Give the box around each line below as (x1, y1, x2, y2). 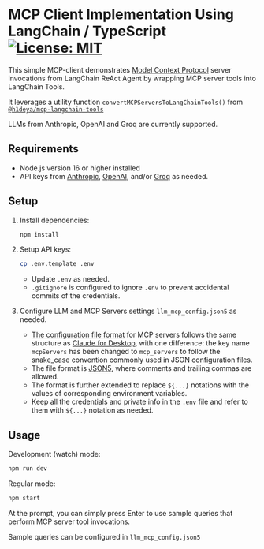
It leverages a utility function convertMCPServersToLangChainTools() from (8, 97, 243, 106)
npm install (19, 230, 59, 238)
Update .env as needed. (31, 274, 110, 284)
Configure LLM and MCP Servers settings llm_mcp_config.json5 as (19, 306, 237, 316)
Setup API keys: (19, 245, 72, 254)
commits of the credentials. (31, 291, 121, 301)
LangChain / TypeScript (8, 22, 167, 40)
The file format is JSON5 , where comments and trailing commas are (31, 364, 252, 373)
